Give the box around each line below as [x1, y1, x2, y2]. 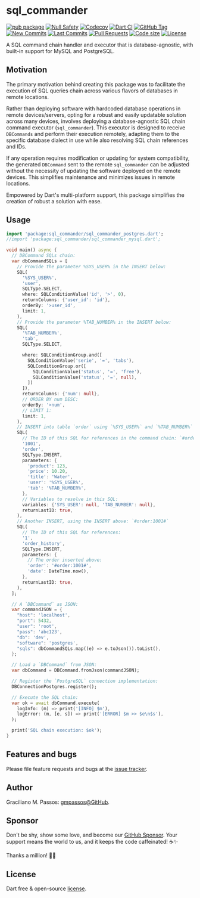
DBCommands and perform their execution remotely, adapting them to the [6, 130, 180, 137]
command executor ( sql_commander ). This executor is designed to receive [6, 123, 186, 131]
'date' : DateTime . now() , [27, 568, 89, 574]
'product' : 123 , [27, 463, 68, 469]
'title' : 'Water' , [27, 474, 73, 480]
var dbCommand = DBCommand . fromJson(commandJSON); [11, 667, 140, 674]
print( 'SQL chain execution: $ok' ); [11, 727, 102, 733]
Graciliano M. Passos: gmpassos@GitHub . [6, 798, 110, 806]
